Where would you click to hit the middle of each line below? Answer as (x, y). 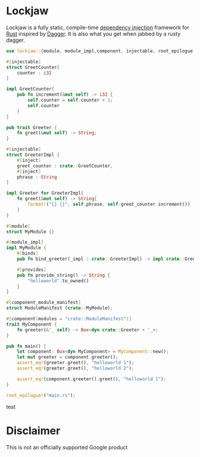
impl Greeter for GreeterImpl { (45, 193)
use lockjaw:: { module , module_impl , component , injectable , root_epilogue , (101, 51)
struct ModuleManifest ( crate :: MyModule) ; (60, 308)
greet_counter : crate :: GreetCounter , (65, 166)
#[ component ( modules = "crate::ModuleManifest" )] (69, 319)
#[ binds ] (28, 253)
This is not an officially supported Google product (67, 447)
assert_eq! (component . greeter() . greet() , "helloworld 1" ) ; (92, 379)
